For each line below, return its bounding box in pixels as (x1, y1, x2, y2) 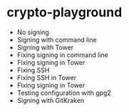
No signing (16, 28, 49, 36)
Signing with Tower (16, 43, 74, 51)
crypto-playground (6, 4, 123, 21)
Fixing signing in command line (16, 51, 108, 59)
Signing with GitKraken (16, 96, 85, 104)
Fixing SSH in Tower (16, 73, 76, 82)
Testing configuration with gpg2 (16, 88, 111, 97)
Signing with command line (16, 35, 97, 44)
